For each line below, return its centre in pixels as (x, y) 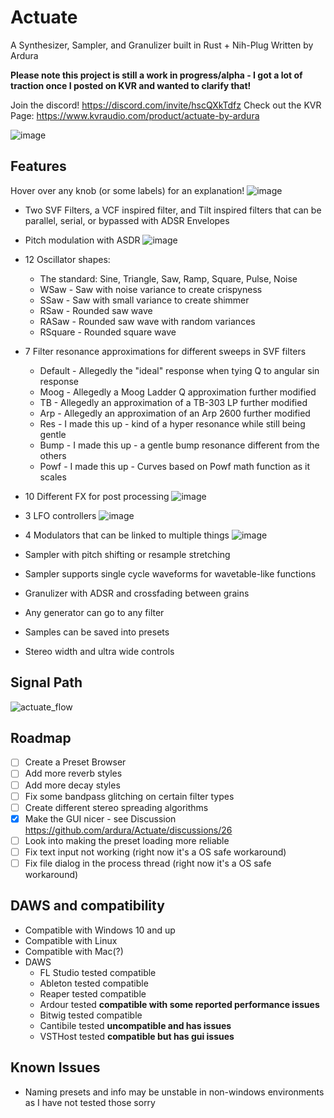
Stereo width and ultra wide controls (99, 651)
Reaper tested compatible (93, 993)
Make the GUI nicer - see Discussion (100, 818)
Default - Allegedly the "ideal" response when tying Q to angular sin (179, 370)
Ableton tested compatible (94, 983)
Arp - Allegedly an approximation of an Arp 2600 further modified (175, 413)
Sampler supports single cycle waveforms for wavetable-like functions (170, 573)
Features (38, 166)
